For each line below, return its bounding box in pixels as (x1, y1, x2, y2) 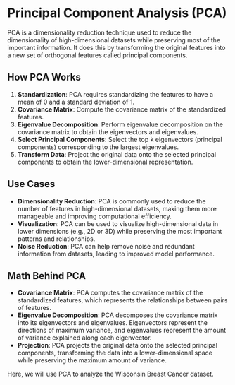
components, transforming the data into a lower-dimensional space (17, 348, 212, 357)
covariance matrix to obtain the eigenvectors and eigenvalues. (17, 127, 198, 136)
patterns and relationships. (17, 235, 96, 243)
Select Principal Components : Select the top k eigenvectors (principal (17, 135, 223, 143)
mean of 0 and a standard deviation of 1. (17, 97, 135, 106)
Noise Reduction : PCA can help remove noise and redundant (17, 242, 195, 250)
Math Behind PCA (7, 270, 87, 282)
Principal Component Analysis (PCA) (7, 5, 227, 21)
